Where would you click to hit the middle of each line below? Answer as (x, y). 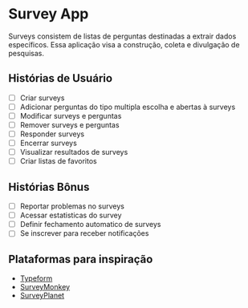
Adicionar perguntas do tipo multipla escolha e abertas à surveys (128, 107)
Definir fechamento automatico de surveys (91, 225)
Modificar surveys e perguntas (71, 115)
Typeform (36, 278)
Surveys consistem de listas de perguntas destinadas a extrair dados (122, 36)
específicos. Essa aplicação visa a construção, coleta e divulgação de (124, 44)
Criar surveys (42, 98)
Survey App (49, 14)
